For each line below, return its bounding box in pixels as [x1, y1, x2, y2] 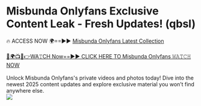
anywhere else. [6, 87, 44, 94]
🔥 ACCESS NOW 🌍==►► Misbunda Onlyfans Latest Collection [6, 37, 164, 45]
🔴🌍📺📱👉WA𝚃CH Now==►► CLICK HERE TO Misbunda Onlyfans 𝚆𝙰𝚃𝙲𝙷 [6, 52, 191, 60]
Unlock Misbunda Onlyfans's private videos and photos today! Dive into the [6, 74, 194, 81]
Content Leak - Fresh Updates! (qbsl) [6, 17, 196, 31]
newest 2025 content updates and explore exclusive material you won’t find [6, 80, 195, 88]
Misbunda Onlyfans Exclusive [6, 4, 159, 18]
